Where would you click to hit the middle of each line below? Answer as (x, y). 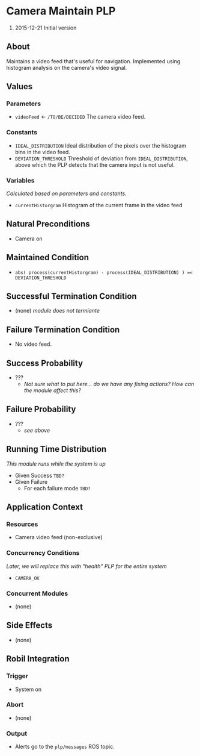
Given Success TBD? (40, 475)
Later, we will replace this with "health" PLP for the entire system (86, 566)
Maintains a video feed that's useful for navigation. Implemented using (93, 61)
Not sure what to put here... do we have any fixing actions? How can (109, 384)
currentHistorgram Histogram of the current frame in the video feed (98, 205)
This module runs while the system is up (56, 464)
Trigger (17, 676)
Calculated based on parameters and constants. (67, 193)
